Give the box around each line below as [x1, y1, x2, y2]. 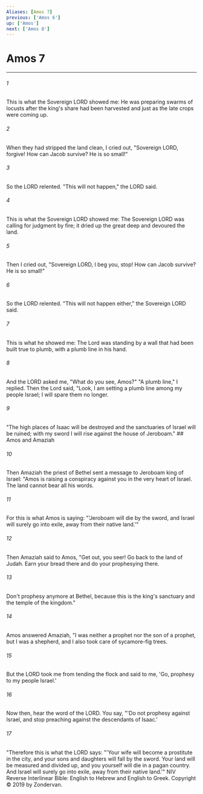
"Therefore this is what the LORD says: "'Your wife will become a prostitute [6, 749, 193, 756]
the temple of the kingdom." [6, 599, 76, 606]
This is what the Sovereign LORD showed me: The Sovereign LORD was [6, 215, 185, 223]
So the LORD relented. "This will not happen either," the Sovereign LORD [6, 300, 186, 307]
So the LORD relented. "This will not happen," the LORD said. [6, 183, 158, 190]
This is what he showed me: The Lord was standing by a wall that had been [6, 339, 194, 346]
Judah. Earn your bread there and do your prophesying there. [6, 560, 159, 567]
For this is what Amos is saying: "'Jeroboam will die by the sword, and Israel [6, 514, 195, 522]
